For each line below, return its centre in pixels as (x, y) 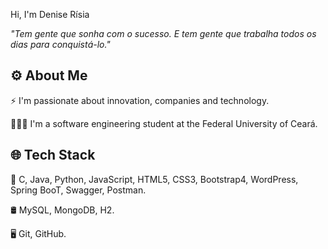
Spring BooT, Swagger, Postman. (78, 190)
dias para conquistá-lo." (60, 44)
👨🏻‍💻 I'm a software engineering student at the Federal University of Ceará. (164, 123)
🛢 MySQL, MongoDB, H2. (62, 210)
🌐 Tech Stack (53, 155)
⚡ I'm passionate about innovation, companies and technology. (140, 100)
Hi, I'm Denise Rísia (50, 14)
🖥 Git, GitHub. (38, 233)
